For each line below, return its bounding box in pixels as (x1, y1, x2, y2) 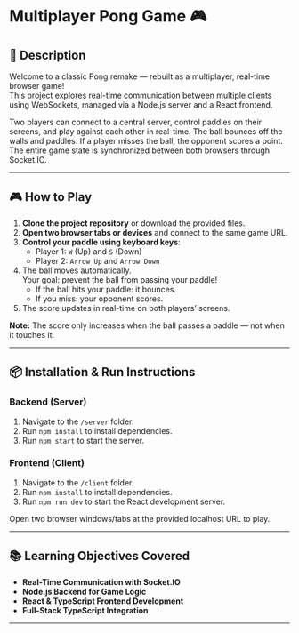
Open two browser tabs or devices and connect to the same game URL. (21, 227, 288, 237)
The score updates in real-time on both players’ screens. (21, 302, 230, 313)
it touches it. (9, 329, 55, 340)
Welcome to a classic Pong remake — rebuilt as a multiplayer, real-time (9, 71, 270, 82)
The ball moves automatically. (21, 265, 132, 276)
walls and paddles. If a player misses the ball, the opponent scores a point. (9, 136, 283, 146)
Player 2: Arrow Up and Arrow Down (35, 255, 160, 266)
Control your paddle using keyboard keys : (21, 236, 181, 247)
